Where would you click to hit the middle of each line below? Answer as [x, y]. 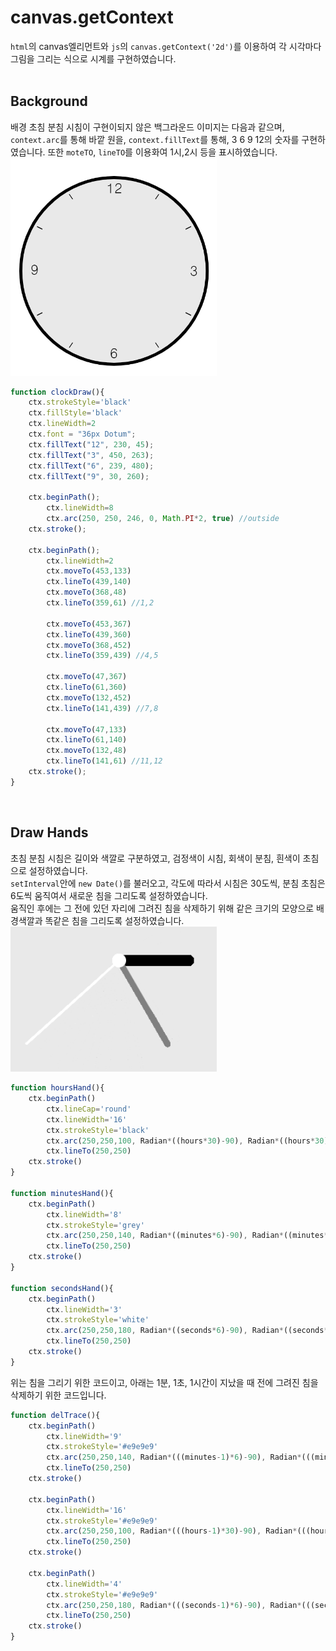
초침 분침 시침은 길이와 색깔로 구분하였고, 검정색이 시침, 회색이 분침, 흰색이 [155, 858]
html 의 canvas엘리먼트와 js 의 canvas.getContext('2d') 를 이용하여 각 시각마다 [166, 46]
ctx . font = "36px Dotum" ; [82, 434]
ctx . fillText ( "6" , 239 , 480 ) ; [91, 466]
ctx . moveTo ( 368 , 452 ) [89, 645]
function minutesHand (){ [62, 1193]
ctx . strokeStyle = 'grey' [95, 1225]
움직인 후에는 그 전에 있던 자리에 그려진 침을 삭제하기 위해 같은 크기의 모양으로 [162, 908]
